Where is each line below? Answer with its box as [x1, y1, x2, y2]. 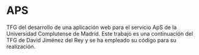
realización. [6, 43, 35, 50]
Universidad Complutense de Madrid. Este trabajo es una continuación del [6, 30, 194, 37]
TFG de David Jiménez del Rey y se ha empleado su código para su [6, 36, 177, 44]
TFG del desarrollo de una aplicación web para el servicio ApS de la [6, 24, 177, 31]
